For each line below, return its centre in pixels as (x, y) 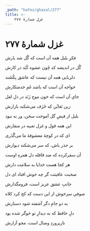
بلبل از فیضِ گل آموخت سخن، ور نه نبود (42, 116)
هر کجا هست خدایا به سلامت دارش (38, 165)
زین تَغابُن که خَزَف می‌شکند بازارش (38, 106)
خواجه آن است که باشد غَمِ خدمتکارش (40, 87)
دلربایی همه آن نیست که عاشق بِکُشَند (40, 77)
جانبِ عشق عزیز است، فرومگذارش (38, 184)
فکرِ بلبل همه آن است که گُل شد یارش (41, 58)
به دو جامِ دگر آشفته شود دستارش (37, 203)
